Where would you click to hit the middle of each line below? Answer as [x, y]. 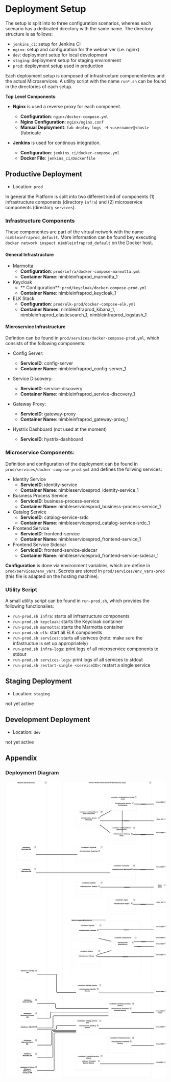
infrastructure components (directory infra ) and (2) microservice [74, 202]
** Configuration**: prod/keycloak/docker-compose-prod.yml [83, 288]
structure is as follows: [29, 34]
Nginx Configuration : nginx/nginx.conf [62, 122]
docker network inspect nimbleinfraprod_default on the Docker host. [79, 243]
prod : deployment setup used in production [58, 66]
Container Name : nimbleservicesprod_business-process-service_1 [91, 506]
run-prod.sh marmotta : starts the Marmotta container [68, 627]
